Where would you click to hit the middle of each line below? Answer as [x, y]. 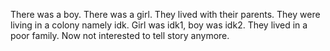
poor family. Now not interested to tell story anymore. [120, 35]
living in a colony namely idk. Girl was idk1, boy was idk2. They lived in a [159, 25]
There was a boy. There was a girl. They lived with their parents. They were [165, 14]
